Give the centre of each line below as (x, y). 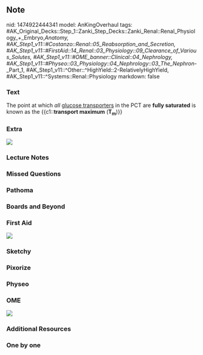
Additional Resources (39, 329)
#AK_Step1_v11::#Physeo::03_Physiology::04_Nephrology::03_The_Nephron (101, 63)
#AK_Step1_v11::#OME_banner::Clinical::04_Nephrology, (103, 57)
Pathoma (20, 190)
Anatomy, (57, 37)
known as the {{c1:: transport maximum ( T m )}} (64, 112)
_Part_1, (16, 70)
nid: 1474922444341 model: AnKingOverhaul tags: (69, 24)
